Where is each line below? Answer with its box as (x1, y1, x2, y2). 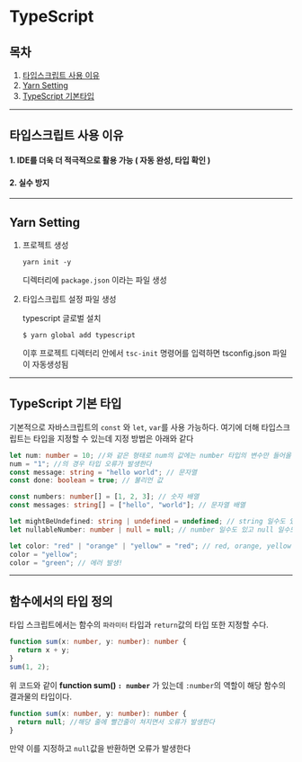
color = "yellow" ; (9, 550, 78, 559)
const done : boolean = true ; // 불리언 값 (9, 476, 164, 485)
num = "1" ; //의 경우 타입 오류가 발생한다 (9, 459, 153, 469)
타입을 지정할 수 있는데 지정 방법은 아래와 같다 (32, 433, 194, 444)
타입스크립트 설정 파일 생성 (22, 294, 117, 304)
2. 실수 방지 (9, 177, 50, 188)
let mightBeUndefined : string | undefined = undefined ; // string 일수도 (9, 517, 286, 526)
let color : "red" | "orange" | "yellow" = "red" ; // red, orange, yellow (9, 542, 292, 551)
